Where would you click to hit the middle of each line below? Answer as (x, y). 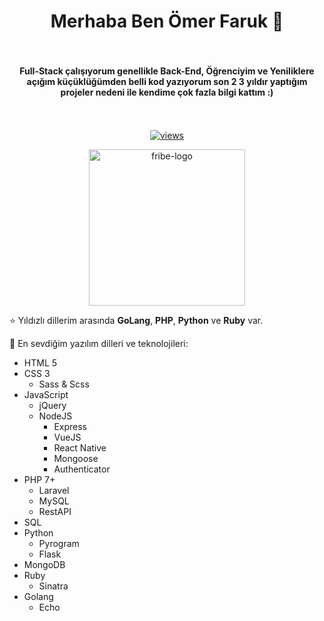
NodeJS (55, 416)
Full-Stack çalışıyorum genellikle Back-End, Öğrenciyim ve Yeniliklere (167, 71)
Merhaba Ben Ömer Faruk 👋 (167, 21)
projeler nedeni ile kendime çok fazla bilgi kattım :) (167, 92)
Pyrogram (59, 544)
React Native (80, 448)
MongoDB (44, 565)
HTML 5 (40, 363)
